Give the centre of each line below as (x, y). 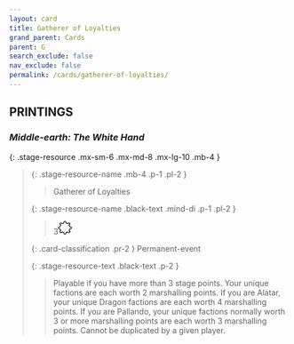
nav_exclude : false (45, 66)
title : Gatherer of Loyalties (65, 28)
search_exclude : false (51, 56)
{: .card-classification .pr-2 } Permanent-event (116, 248)
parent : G (28, 47)
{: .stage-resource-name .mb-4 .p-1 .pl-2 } (109, 174)
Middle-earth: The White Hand (77, 138)
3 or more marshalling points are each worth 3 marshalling (160, 321)
